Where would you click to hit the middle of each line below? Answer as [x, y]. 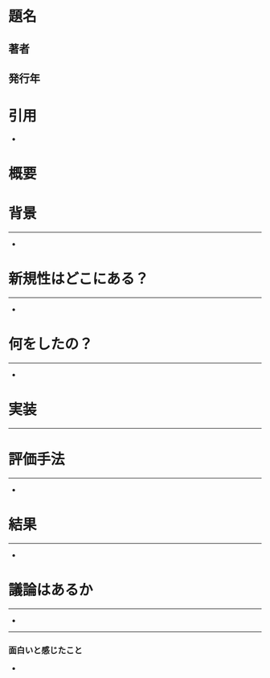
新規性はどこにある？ [79, 279]
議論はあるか [51, 590]
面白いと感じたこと [45, 650]
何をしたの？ [51, 345]
